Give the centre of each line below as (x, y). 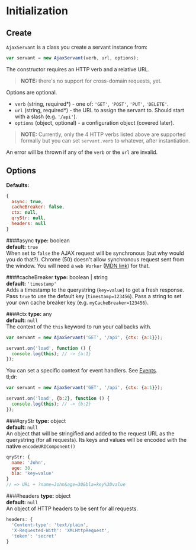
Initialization (37, 11)
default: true (22, 246)
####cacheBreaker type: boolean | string (57, 277)
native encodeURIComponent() (41, 446)
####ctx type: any (29, 314)
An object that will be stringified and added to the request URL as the (90, 433)
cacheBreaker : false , (38, 207)
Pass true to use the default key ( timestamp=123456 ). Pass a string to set (94, 296)
